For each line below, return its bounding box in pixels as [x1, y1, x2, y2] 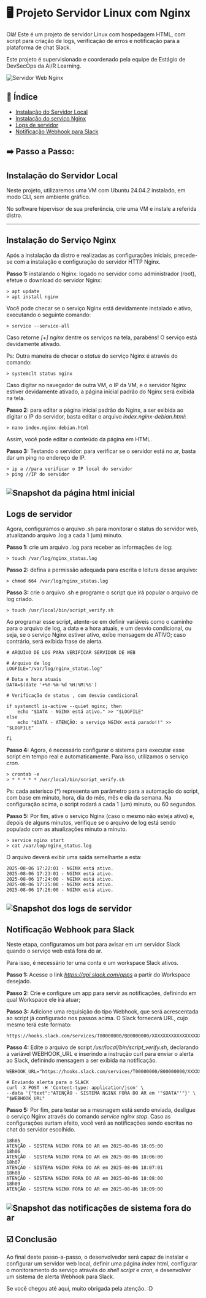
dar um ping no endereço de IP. [6, 454, 86, 461]
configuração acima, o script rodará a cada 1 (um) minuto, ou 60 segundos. [6, 800, 197, 808]
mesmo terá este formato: [6, 1021, 72, 1028]
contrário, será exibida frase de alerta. [6, 637, 103, 645]
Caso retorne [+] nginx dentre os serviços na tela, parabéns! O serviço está [6, 334, 197, 341]
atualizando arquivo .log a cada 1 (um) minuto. [6, 531, 123, 539]
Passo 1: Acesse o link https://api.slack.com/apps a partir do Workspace [6, 971, 191, 978]
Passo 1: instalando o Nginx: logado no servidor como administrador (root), [6, 270, 196, 277]
